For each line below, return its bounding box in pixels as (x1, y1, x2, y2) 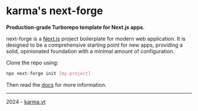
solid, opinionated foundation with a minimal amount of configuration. (6, 47, 175, 54)
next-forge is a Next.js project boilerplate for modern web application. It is (6, 35, 186, 42)
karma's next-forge (6, 4, 103, 18)
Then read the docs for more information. (6, 81, 107, 88)
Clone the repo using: (6, 59, 59, 66)
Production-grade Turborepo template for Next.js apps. (6, 24, 145, 31)
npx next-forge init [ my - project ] (6, 70, 91, 76)
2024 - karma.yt (6, 98, 46, 105)
